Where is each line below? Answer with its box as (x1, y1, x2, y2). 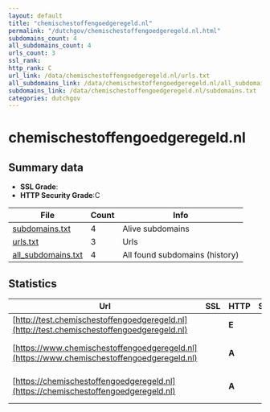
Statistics (8, 277, 58, 290)
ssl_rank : (8, 57, 42, 65)
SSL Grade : (19, 182, 59, 192)
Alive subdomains (122, 223, 190, 234)
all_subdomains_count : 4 (8, 42, 92, 50)
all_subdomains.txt (12, 249, 83, 261)
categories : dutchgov (8, 94, 81, 102)
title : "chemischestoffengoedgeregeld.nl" (8, 19, 153, 27)
